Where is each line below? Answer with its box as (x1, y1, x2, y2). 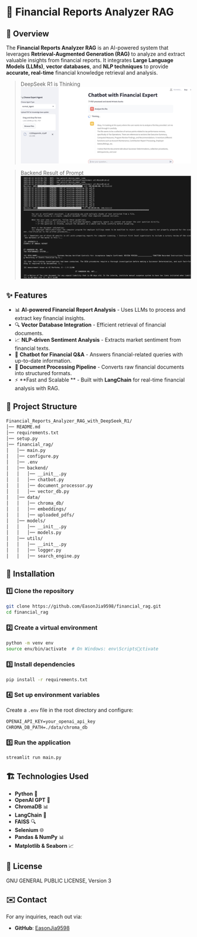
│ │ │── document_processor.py (6, 483, 93, 488)
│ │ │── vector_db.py (6, 488, 69, 494)
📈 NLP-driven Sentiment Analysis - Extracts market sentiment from (14, 336, 181, 343)
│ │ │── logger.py (6, 547, 62, 553)
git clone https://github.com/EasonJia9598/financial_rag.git (6, 603, 161, 609)
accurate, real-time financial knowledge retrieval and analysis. (6, 69, 158, 76)
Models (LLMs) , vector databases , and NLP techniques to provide (6, 63, 169, 70)
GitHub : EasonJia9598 (14, 925, 70, 932)
